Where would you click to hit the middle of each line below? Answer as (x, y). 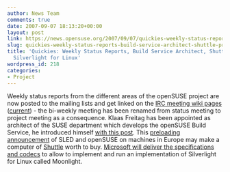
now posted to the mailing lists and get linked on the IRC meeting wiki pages (115, 104)
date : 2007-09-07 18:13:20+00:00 (55, 26)
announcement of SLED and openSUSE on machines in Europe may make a (114, 140)
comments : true (29, 20)
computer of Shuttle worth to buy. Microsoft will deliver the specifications (111, 147)
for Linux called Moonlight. (45, 162)
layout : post (26, 32)
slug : (15, 45)
